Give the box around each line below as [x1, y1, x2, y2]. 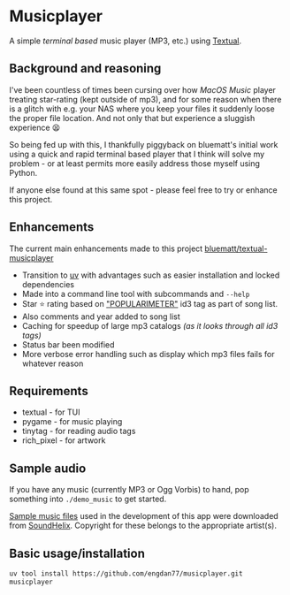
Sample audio [9, 461, 87, 476]
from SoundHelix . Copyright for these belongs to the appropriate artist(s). [9, 520, 277, 531]
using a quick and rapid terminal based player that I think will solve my [9, 149, 265, 159]
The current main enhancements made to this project [9, 243, 203, 254]
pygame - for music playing [21, 416, 123, 427]
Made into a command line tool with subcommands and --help [21, 288, 250, 299]
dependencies [21, 278, 75, 289]
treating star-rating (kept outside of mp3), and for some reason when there [9, 94, 282, 104]
